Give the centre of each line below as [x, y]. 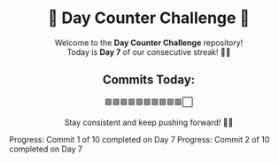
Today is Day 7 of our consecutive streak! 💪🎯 [149, 51]
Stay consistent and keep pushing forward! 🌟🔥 [149, 122]
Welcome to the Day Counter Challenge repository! [149, 43]
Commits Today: [149, 80]
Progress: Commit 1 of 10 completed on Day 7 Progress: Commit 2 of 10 [139, 139]
